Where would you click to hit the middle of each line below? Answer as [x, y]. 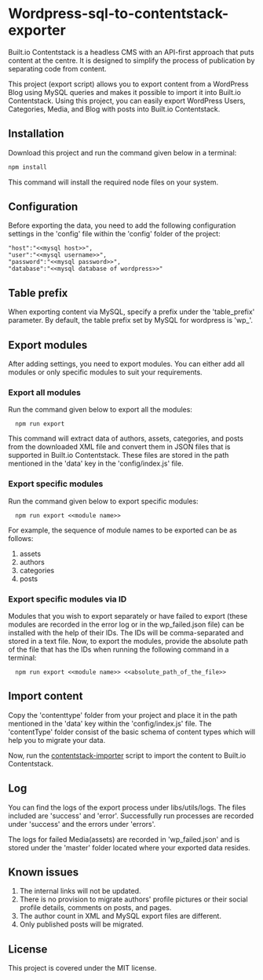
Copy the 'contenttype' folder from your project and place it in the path [123, 715]
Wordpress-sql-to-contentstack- [119, 14]
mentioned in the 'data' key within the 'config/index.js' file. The [110, 723]
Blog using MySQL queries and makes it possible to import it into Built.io [125, 92]
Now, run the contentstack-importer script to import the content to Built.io [127, 755]
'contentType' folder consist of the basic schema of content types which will [132, 732]
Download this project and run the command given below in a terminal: [122, 152]
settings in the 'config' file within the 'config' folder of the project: [115, 234]
